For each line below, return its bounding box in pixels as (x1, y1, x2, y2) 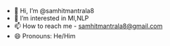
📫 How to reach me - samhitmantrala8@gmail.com (13, 22, 163, 30)
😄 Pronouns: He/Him (13, 32, 76, 40)
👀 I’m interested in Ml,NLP (13, 14, 89, 22)
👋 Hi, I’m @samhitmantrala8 (13, 7, 95, 15)
